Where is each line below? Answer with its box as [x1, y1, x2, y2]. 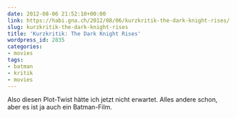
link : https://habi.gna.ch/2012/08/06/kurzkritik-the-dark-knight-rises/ [7, 17, 231, 24]
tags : [7, 57, 23, 64]
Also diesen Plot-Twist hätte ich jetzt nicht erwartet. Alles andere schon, [7, 95, 218, 104]
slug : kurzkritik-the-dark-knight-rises [7, 23, 129, 30]
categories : [7, 43, 43, 50]
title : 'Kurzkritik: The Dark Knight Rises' [7, 30, 141, 37]
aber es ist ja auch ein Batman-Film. [7, 103, 112, 112]
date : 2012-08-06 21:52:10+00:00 [7, 10, 106, 18]
